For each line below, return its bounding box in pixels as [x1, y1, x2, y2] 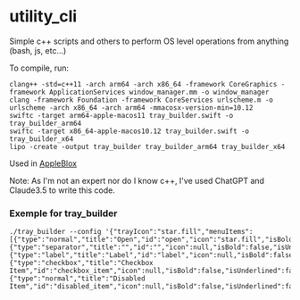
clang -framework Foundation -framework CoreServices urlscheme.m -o [9, 96, 274, 104]
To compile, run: [9, 62, 70, 73]
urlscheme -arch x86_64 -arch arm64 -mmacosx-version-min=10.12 [9, 103, 254, 112]
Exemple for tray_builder [9, 207, 118, 220]
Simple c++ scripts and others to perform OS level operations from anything [9, 36, 289, 46]
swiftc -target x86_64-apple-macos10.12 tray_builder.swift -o [9, 127, 250, 136]
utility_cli [9, 6, 78, 27]
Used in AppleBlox [9, 158, 78, 169]
